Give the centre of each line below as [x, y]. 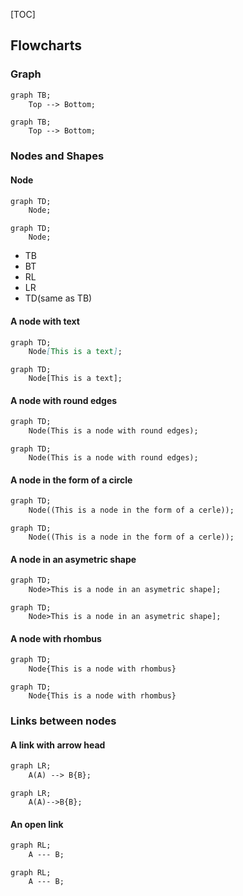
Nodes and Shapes [57, 156]
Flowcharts [46, 45]
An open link [37, 824]
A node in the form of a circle [71, 480]
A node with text [45, 321]
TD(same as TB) [58, 298]
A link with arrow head [58, 745]
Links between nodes [63, 721]
